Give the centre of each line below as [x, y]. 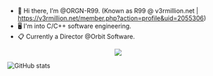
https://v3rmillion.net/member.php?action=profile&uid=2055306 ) [112, 18]
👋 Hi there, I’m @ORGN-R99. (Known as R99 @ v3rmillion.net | [108, 11]
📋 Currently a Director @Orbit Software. [76, 36]
